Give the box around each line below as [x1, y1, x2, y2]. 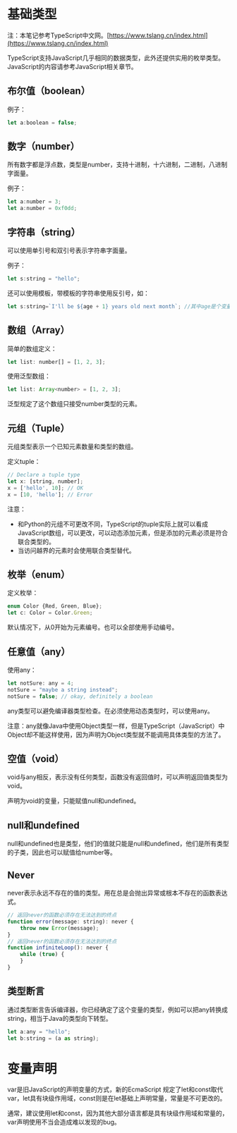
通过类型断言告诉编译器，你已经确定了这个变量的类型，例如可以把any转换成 [7, 1005, 228, 1014]
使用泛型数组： [7, 372, 51, 381]
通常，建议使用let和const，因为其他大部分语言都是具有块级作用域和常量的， [7, 1109, 229, 1117]
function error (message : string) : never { [7, 918, 134, 925]
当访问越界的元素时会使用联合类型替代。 [17, 546, 135, 554]
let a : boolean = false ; [7, 119, 78, 126]
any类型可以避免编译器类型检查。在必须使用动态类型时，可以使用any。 [7, 706, 214, 715]
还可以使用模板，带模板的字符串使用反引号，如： [7, 288, 150, 297]
